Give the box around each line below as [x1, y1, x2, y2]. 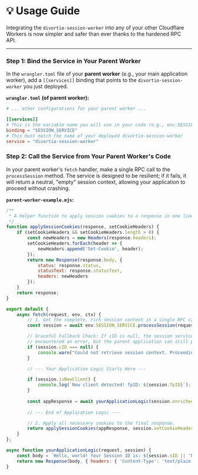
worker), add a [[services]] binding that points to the [6, 77, 137, 84]
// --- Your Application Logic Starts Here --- [27, 366, 146, 372]
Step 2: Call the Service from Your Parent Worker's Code [6, 152, 171, 161]
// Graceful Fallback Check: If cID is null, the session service [27, 333, 194, 339]
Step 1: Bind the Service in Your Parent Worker [6, 57, 141, 65]
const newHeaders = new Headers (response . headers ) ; [27, 235, 157, 241]
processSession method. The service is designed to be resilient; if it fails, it [6, 172, 187, 179]
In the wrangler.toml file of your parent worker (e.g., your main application [6, 70, 188, 77]
